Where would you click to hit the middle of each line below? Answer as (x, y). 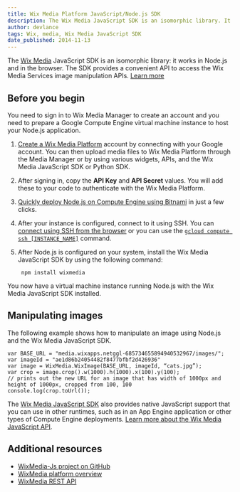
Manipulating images (55, 316)
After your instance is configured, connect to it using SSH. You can (116, 223)
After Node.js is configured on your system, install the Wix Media (113, 252)
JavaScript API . (30, 427)
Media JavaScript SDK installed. (54, 293)
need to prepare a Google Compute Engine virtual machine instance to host (118, 122)
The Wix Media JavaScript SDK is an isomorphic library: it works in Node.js (118, 60)
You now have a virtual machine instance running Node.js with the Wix (111, 286)
